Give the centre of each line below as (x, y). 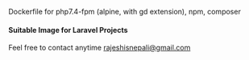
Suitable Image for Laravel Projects (68, 30)
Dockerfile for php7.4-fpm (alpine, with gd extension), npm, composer (125, 12)
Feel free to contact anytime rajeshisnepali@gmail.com (100, 48)
